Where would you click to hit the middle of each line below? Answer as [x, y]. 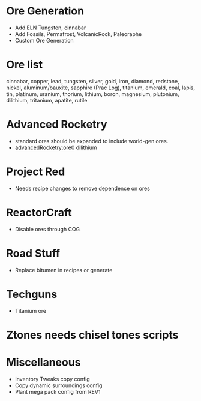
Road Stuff [33, 253]
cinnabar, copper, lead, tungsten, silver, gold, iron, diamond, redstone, [93, 81]
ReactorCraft [39, 212]
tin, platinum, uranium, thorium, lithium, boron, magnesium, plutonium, [93, 94]
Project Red [36, 171]
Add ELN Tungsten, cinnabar [50, 28]
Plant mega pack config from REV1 [58, 391]
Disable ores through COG [47, 229]
